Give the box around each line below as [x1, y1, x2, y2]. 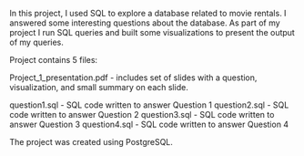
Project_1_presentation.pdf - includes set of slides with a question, [9, 72, 258, 83]
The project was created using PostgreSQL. [9, 137, 173, 147]
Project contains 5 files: [9, 55, 98, 65]
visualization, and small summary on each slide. [9, 82, 188, 92]
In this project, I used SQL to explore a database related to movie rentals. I [9, 8, 287, 18]
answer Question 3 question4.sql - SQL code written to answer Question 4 [9, 119, 289, 130]
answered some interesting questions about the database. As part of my [9, 17, 280, 28]
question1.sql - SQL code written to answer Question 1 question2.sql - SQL [9, 99, 289, 110]
